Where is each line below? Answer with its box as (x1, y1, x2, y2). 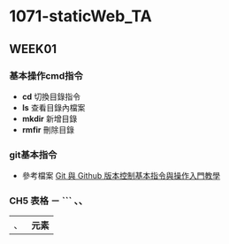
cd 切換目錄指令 (21, 91, 81, 102)
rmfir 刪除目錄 (21, 124, 75, 134)
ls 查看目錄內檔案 (21, 102, 86, 112)
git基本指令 (9, 149, 57, 161)
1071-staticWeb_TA (9, 6, 152, 27)
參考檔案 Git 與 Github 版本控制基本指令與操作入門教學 (21, 171, 221, 181)
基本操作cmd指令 (9, 69, 84, 81)
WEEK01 (9, 42, 57, 57)
